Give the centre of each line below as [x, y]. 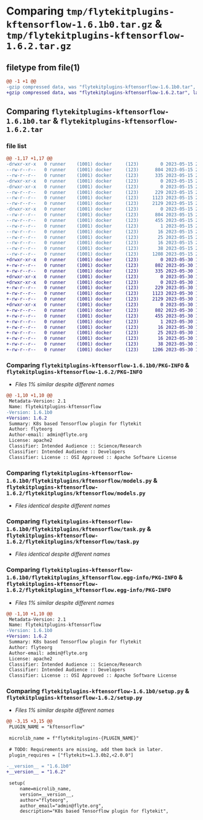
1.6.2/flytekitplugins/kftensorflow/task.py [73, 542]
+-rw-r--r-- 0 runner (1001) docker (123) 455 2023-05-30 [100, 316]
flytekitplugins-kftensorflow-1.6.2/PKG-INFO [75, 372]
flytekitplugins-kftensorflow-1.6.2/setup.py [75, 698]
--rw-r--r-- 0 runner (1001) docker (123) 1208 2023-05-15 [100, 254]
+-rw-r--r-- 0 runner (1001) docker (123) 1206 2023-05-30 [100, 350]
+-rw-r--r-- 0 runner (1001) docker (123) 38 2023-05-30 [100, 344]
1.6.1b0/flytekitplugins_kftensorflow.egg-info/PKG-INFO [92, 578]
